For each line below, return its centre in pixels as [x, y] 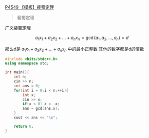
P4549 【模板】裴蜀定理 [29, 7]
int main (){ [17, 72]
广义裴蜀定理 [18, 28]
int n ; [20, 77]
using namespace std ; [27, 63]
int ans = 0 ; [27, 86]
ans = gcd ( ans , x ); [41, 109]
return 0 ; [24, 126]
